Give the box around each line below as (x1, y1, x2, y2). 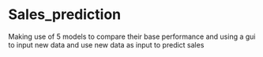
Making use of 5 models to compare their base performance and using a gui (8, 32, 256, 41)
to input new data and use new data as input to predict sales (8, 40, 205, 49)
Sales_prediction (8, 6, 122, 24)
